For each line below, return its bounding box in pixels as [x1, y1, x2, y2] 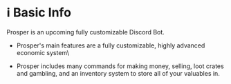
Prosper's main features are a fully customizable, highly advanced [16, 41, 205, 50]
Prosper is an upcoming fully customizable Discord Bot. [6, 28, 165, 36]
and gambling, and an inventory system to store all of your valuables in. [16, 69, 221, 77]
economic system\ [16, 48, 70, 56]
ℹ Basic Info [6, 5, 72, 21]
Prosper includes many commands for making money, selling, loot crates [16, 62, 224, 70]
